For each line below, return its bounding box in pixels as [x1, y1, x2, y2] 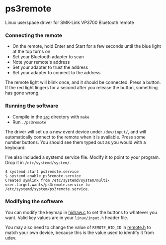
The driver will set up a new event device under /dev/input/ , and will [5, 128, 147, 134]
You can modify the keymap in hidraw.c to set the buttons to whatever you [5, 209, 158, 215]
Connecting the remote [5, 32, 63, 39]
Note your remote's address [12, 59, 70, 65]
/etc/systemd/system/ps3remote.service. [5, 186, 90, 192]
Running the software [5, 103, 59, 110]
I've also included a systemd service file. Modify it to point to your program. [5, 154, 160, 160]
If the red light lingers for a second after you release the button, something [5, 85, 158, 91]
